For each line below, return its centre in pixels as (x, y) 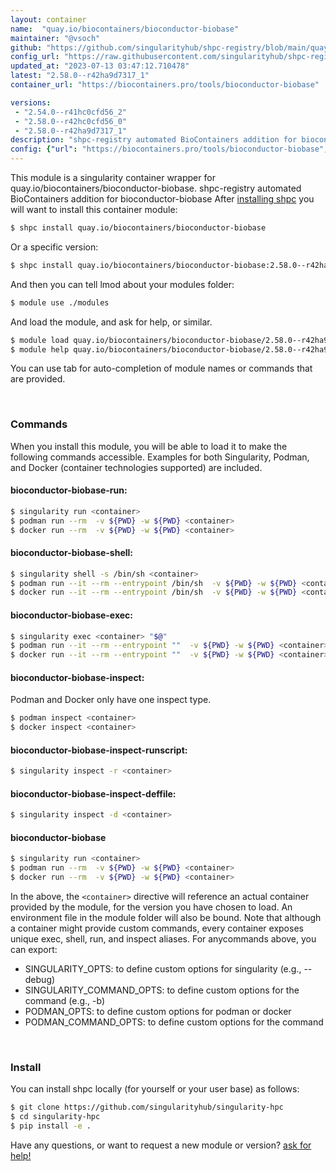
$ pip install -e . (51, 1126)
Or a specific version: (54, 247)
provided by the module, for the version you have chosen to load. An (151, 907)
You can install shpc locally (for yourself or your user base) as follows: (155, 1089)
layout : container (48, 19)
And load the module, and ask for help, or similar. (111, 322)
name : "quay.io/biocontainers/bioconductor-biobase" (125, 29)
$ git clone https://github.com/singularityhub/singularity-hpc (147, 1107)
